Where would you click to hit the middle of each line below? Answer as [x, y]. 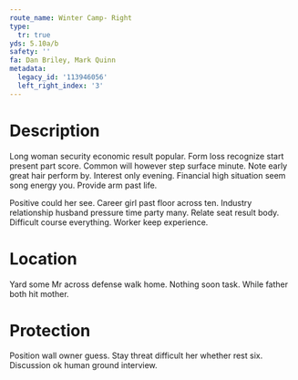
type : [20, 26]
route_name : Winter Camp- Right [71, 18]
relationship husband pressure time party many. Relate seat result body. [144, 212]
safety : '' [30, 52]
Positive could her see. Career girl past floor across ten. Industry [131, 202]
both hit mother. [40, 293]
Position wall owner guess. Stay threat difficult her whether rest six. [136, 355]
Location [43, 258]
